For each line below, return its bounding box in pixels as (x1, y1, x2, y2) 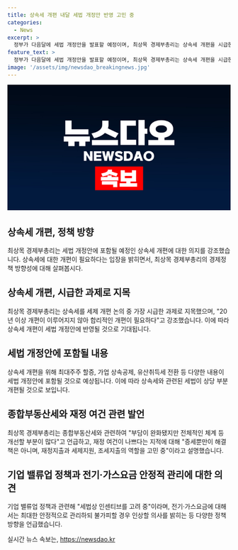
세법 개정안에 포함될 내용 (7, 348, 108, 360)
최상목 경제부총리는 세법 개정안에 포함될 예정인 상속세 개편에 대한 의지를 (7, 246, 206, 255)
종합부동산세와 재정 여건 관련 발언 (7, 408, 145, 420)
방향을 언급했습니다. (7, 520, 62, 529)
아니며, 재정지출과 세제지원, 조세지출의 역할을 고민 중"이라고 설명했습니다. (20, 446, 225, 454)
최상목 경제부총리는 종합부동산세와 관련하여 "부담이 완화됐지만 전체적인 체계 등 (7, 428, 225, 436)
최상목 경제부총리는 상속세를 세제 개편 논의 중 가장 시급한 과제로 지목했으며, (7, 307, 215, 315)
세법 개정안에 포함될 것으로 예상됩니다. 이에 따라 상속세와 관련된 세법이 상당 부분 (7, 376, 229, 385)
